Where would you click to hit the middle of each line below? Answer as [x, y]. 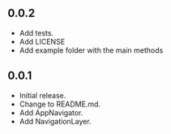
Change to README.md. [60, 104]
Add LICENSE [42, 41]
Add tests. [36, 32]
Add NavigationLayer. [55, 121]
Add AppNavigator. [51, 112]
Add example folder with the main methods [91, 50]
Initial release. [43, 95]
